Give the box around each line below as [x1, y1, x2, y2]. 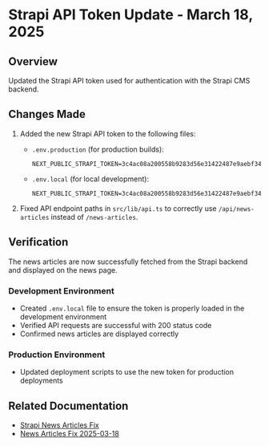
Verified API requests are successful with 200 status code [19, 320, 212, 330]
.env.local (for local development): [31, 174, 150, 184]
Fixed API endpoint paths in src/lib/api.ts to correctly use [19, 203, 217, 213]
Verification [8, 235, 69, 249]
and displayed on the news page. [8, 265, 118, 274]
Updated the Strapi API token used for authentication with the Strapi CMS [8, 76, 251, 85]
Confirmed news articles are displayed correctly [19, 329, 179, 339]
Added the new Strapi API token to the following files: [19, 128, 196, 138]
